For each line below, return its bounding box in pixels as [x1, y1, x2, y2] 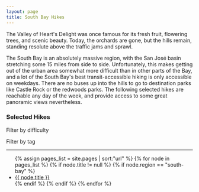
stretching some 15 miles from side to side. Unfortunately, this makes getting [6, 60, 193, 68]
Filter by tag [6, 138, 36, 145]
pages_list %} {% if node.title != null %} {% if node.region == [14, 161, 164, 168]
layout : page [6, 8, 38, 15]
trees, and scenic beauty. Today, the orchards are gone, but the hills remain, [6, 37, 192, 44]
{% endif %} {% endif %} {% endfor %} [14, 180, 112, 187]
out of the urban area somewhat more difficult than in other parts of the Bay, [6, 67, 192, 74]
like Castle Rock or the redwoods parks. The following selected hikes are [6, 86, 184, 93]
